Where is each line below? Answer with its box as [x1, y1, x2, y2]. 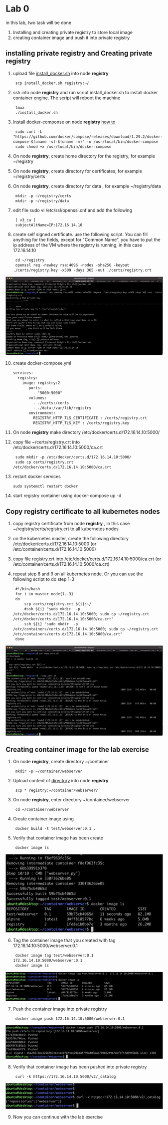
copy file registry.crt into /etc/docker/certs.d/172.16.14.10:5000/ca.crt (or [12, 556, 162, 562]
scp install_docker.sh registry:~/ [15, 81, 89, 86]
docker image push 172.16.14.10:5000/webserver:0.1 [15, 1016, 125, 1021]
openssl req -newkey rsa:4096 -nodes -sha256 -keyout [15, 263, 130, 268]
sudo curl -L [15, 129, 42, 134]
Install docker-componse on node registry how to [12, 119, 116, 125]
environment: [28, 410, 56, 416]
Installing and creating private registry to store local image [12, 29, 133, 35]
